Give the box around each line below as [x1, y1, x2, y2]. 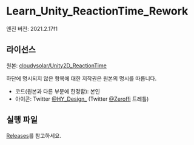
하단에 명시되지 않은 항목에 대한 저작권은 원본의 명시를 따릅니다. [6, 75, 157, 82]
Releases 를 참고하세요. [6, 132, 62, 139]
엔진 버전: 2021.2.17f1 [6, 25, 58, 32]
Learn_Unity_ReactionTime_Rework [6, 4, 189, 18]
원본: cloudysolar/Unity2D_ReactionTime [6, 62, 107, 69]
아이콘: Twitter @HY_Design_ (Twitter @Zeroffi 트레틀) [15, 95, 149, 103]
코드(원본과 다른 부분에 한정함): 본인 [15, 87, 100, 95]
